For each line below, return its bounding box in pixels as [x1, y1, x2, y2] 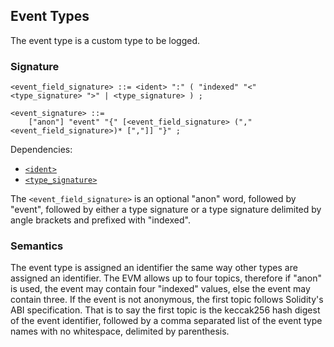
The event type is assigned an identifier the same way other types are [10, 262, 298, 274]
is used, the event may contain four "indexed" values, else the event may [10, 283, 311, 295]
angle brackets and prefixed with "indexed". [10, 214, 191, 226]
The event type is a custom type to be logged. [10, 34, 201, 46]
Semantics [10, 239, 64, 253]
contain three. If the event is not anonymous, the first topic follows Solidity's [10, 294, 324, 306]
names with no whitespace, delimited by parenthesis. [10, 325, 230, 338]
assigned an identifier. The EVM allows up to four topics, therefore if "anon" [10, 272, 322, 284]
